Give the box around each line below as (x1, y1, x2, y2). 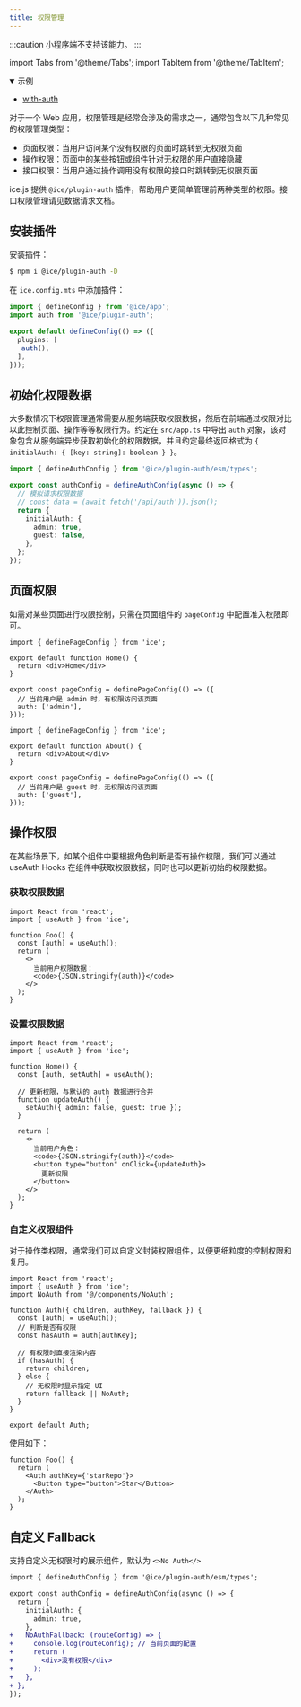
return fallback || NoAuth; (25, 1389, 130, 1399)
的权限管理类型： (9, 123, 73, 134)
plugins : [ (17, 335, 58, 344)
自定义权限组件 (9, 1223, 74, 1236)
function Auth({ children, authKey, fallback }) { (9, 1306, 202, 1315)
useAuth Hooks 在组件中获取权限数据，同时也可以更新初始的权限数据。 (9, 861, 272, 872)
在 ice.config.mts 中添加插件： (9, 285, 125, 295)
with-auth (21, 93, 58, 104)
